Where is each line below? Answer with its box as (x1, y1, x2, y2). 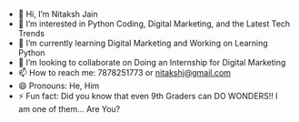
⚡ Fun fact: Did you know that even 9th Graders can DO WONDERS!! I (17, 91, 279, 101)
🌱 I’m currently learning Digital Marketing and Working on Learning (17, 37, 268, 48)
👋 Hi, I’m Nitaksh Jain (17, 9, 98, 19)
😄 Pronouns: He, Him (17, 80, 100, 91)
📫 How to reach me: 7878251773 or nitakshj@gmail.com (17, 67, 232, 77)
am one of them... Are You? (17, 104, 121, 114)
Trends (17, 28, 45, 38)
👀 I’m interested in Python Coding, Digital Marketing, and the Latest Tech (17, 18, 291, 29)
